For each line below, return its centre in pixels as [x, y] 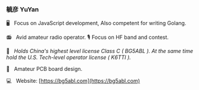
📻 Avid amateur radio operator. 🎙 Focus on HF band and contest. [87, 38]
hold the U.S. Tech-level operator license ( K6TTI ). [69, 57]
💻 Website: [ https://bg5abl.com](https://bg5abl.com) [73, 81]
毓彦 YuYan [23, 9]
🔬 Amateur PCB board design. [44, 69]
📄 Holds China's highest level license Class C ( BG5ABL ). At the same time [100, 51]
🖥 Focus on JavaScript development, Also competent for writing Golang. [96, 23]
